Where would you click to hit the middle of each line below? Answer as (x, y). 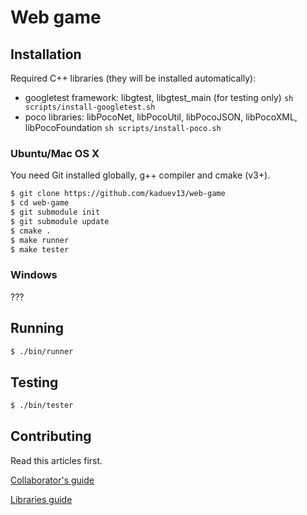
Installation (46, 54)
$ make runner (40, 240)
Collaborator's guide (52, 480)
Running (37, 328)
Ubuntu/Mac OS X (55, 153)
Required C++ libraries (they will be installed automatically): (133, 78)
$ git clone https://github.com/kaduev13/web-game (118, 194)
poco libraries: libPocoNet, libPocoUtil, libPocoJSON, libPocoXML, (161, 117)
